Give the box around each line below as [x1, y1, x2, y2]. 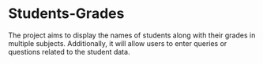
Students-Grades [8, 5, 125, 23]
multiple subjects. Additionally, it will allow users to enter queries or [8, 38, 227, 48]
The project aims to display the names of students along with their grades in [8, 30, 256, 40]
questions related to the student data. [8, 47, 130, 56]
